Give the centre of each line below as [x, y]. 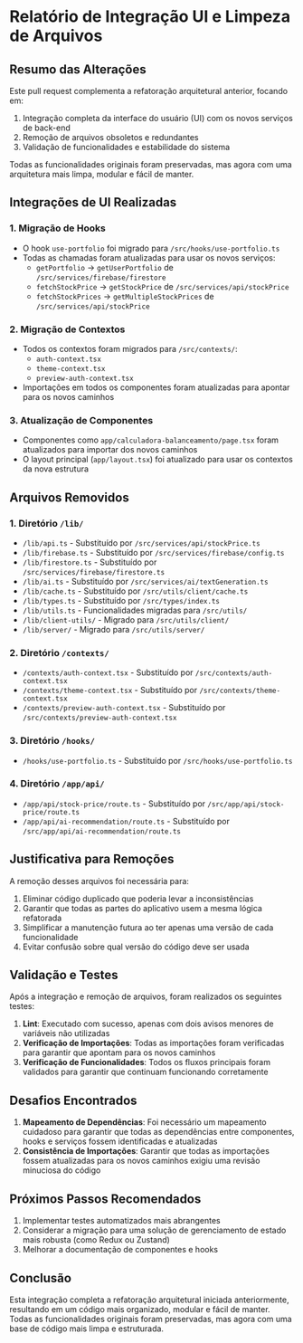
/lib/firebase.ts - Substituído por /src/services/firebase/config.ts [153, 552]
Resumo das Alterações [78, 69]
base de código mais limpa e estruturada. [87, 1329]
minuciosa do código [62, 1170]
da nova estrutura [55, 469]
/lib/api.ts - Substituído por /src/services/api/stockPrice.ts [141, 543]
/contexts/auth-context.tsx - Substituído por [108, 672]
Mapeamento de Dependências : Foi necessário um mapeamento [144, 1122]
